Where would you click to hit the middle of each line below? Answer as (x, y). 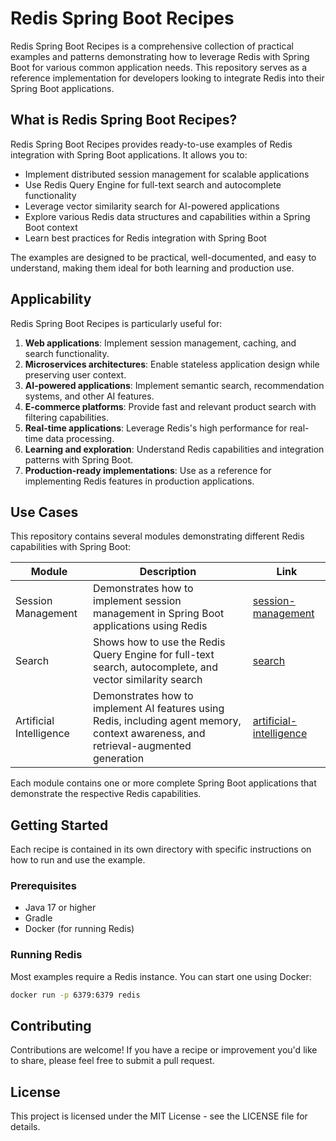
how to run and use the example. (78, 860)
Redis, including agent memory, (167, 721)
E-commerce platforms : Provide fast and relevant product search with (170, 406)
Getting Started (59, 825)
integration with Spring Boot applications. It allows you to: (129, 154)
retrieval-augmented (142, 746)
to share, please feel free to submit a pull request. (112, 1061)
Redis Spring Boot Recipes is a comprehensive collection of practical (152, 46)
